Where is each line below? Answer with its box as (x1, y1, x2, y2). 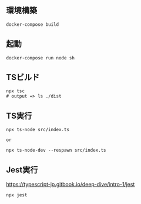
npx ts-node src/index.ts (6, 127, 69, 133)
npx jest (6, 192, 28, 198)
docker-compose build (6, 21, 59, 28)
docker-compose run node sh (6, 55, 75, 61)
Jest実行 (6, 165, 38, 175)
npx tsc (6, 88, 25, 94)
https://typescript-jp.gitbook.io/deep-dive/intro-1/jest (6, 181, 135, 188)
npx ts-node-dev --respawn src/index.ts (6, 148, 107, 153)
